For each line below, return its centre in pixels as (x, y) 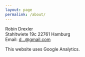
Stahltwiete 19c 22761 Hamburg (38, 34)
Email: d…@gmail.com (28, 39)
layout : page (19, 10)
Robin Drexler (19, 28)
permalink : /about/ (25, 14)
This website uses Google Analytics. (42, 49)
